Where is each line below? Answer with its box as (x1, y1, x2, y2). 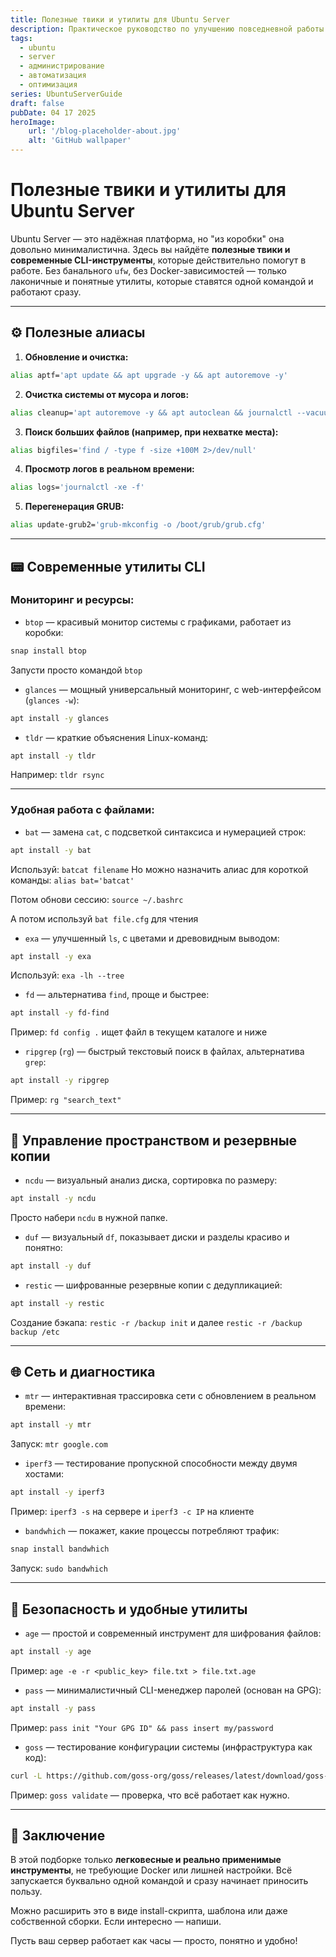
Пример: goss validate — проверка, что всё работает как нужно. (10, 1789, 290, 1801)
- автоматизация (19, 71, 87, 81)
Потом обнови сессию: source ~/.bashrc (10, 893, 184, 905)
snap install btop (10, 646, 87, 656)
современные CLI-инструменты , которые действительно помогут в (10, 254, 307, 266)
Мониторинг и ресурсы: (10, 593, 135, 607)
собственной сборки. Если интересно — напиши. (10, 1916, 222, 1928)
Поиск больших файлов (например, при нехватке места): (24, 426, 279, 438)
